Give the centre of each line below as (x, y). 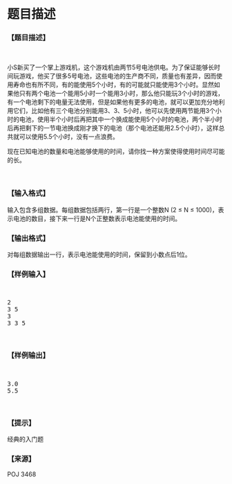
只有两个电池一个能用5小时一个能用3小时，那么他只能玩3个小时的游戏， (122, 94)
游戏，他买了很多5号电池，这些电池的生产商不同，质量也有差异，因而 (118, 76)
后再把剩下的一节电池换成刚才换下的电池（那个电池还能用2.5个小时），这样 (113, 128)
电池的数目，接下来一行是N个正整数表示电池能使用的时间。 (97, 218)
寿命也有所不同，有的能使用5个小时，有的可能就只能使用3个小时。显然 (113, 85)
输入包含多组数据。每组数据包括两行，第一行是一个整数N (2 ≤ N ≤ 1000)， (113, 209)
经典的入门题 (25, 439)
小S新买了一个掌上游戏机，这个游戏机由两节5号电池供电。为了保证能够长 (111, 67)
